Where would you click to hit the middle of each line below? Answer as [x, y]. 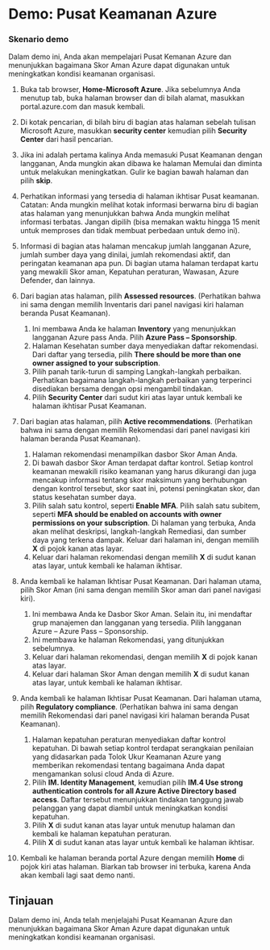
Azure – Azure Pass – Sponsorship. [90, 631]
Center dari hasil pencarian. [66, 140]
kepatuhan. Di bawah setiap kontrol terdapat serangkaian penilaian [143, 748]
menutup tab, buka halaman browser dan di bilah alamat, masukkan [132, 98]
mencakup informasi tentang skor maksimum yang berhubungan [139, 480]
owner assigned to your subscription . [96, 363]
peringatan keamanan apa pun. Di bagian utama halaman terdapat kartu [139, 264]
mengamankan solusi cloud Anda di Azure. [103, 774]
